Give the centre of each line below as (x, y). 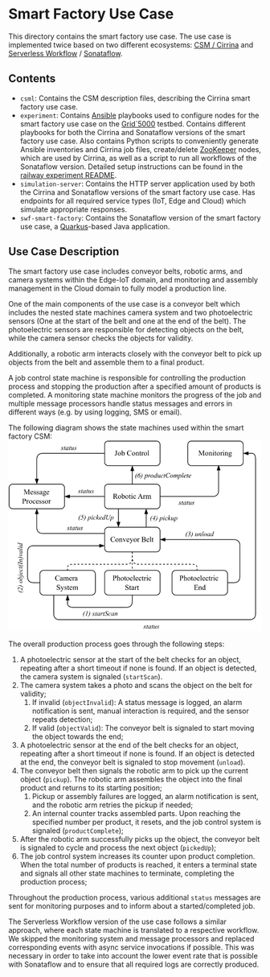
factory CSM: (30, 436)
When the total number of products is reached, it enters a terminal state (138, 865)
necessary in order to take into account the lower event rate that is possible (133, 956)
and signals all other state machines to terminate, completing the (127, 873)
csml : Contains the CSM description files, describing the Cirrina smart (135, 98)
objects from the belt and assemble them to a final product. (106, 362)
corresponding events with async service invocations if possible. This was (131, 947)
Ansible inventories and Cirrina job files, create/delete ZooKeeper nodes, (140, 149)
